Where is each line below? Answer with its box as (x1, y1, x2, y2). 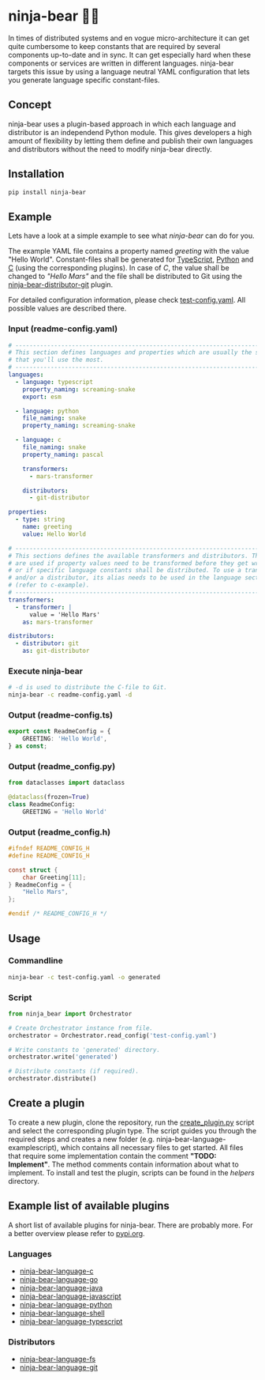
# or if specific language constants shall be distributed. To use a (8, 567, 242, 575)
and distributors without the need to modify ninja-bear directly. (8, 144, 213, 153)
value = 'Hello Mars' (28, 610, 101, 619)
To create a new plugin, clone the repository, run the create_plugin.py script (8, 1118, 255, 1127)
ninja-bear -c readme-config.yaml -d (8, 691, 132, 699)
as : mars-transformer (22, 618, 93, 626)
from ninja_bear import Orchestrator (8, 1009, 132, 1018)
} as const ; (8, 742, 47, 750)
